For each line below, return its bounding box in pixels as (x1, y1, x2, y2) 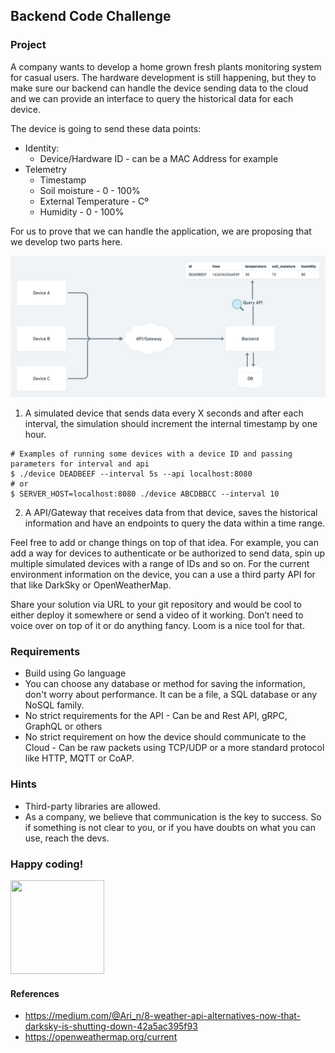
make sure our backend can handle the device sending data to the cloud (10, 82, 309, 94)
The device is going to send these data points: (10, 122, 202, 134)
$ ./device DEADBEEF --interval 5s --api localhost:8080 (10, 469, 253, 479)
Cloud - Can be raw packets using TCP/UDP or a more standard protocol (24, 742, 325, 754)
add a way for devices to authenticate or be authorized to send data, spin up (10, 547, 326, 559)
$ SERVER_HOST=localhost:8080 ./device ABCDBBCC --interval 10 (10, 489, 280, 499)
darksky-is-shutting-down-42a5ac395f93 (24, 1020, 198, 1033)
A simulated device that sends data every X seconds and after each (24, 407, 304, 419)
